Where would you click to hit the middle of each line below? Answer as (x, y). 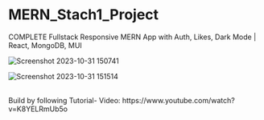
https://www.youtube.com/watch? (178, 100)
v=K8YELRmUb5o (38, 109)
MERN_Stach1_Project (84, 15)
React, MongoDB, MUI (45, 45)
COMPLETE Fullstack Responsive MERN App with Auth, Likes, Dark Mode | (132, 37)
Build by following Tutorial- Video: (64, 100)
